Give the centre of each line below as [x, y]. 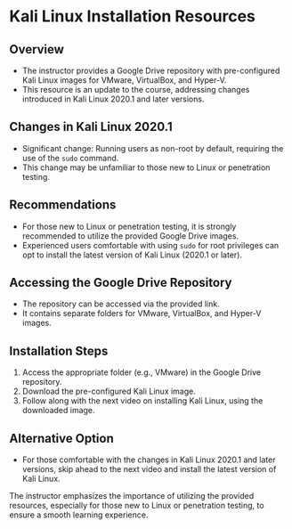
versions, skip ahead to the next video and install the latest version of [149, 469]
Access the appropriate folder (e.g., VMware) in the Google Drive [141, 372]
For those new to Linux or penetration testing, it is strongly [129, 226]
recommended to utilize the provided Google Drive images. [130, 236]
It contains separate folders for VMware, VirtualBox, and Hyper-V [142, 313]
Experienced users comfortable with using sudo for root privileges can [150, 245]
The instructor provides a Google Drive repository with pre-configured [151, 70]
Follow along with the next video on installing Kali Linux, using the [142, 401]
